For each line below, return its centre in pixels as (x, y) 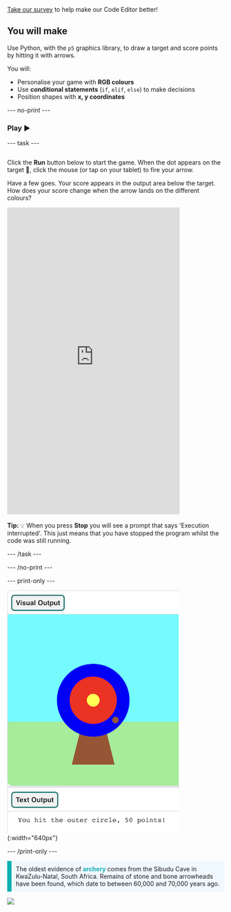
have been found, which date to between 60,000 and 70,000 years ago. (118, 884)
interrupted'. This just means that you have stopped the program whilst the (113, 533)
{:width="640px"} (33, 838)
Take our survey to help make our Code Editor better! (83, 9)
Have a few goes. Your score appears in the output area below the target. (111, 183)
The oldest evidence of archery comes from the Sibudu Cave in (107, 869)
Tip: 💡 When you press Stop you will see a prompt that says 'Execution (108, 525)
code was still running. (39, 541)
